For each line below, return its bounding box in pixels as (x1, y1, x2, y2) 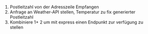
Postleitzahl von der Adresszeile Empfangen (9, 4, 99, 10)
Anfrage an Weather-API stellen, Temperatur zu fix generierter (9, 9, 136, 15)
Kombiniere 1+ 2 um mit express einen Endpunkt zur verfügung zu (9, 19, 144, 25)
